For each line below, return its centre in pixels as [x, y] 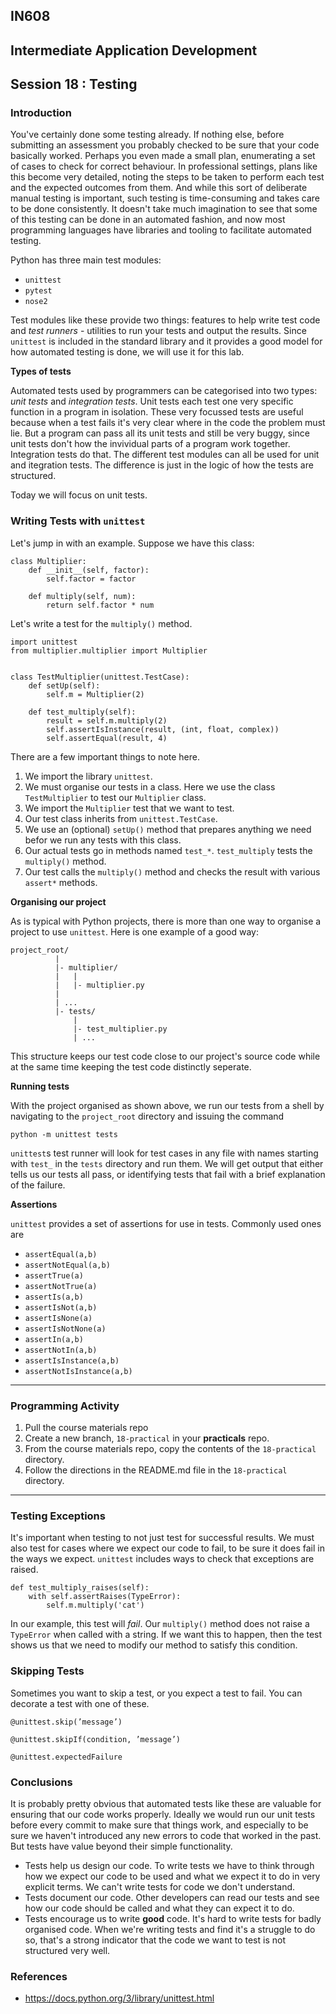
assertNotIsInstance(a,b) [78, 1371]
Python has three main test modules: [86, 260]
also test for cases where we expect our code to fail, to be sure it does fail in [167, 1548]
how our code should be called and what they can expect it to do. [159, 1908]
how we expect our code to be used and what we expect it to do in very [172, 1876]
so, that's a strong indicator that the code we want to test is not [155, 1940]
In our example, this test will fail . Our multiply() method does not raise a [160, 1624]
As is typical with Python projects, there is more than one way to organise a [166, 921]
